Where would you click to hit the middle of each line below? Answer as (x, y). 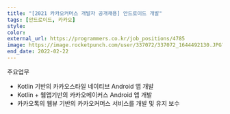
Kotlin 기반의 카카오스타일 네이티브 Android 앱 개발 (85, 86)
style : (16, 26)
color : (16, 32)
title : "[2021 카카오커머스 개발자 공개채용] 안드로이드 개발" (85, 13)
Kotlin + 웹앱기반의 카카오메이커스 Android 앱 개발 (85, 95)
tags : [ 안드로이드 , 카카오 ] (41, 20)
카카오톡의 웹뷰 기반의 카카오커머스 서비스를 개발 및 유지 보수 (98, 103)
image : (16, 45)
